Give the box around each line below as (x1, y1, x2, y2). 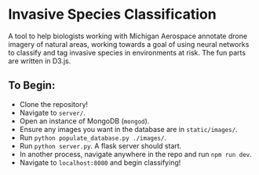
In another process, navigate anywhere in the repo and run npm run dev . (19, 149, 253, 159)
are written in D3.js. (8, 56, 71, 66)
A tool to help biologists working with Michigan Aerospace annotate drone (8, 31, 248, 41)
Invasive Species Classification (8, 5, 217, 23)
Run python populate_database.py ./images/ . (19, 133, 167, 142)
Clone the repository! (19, 99, 89, 109)
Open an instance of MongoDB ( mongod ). (19, 116, 150, 126)
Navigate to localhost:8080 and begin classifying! (19, 158, 181, 167)
